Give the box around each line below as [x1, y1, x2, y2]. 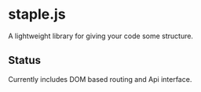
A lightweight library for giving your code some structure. [8, 31, 194, 41]
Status [8, 54, 42, 67]
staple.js [8, 5, 66, 23]
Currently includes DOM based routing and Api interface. [8, 74, 192, 83]
